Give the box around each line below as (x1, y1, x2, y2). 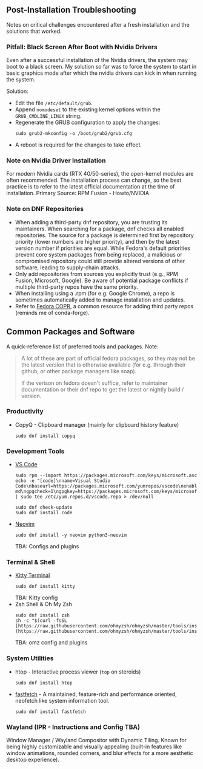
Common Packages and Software (6, 326, 135, 337)
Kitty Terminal (15, 571, 50, 579)
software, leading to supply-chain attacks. (15, 264, 121, 271)
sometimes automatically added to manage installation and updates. (15, 296, 185, 303)
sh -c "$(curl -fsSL (15, 618, 67, 624)
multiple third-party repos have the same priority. (15, 283, 138, 291)
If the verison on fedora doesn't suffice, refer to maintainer (21, 379, 168, 387)
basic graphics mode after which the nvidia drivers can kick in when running (6, 69, 197, 77)
